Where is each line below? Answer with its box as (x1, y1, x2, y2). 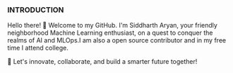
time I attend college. (7, 44, 68, 52)
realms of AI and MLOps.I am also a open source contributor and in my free (7, 36, 227, 45)
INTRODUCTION (7, 5, 64, 15)
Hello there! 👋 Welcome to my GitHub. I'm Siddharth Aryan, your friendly (7, 21, 217, 30)
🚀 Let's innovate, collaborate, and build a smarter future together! (7, 57, 198, 66)
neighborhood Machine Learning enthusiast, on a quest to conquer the (7, 28, 213, 37)
